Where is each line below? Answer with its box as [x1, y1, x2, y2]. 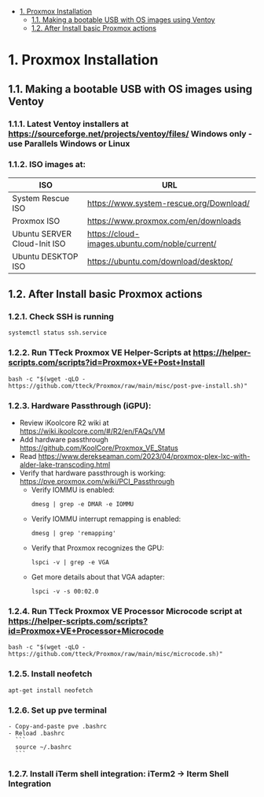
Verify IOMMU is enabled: [31, 485, 115, 495]
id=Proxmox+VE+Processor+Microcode [8, 626, 164, 636]
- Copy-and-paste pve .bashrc [8, 722, 108, 730]
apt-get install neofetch [8, 686, 93, 695]
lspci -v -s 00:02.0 [31, 587, 99, 596]
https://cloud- [87, 228, 140, 239]
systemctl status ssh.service [8, 329, 108, 337]
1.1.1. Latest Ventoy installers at [8, 118, 129, 129]
